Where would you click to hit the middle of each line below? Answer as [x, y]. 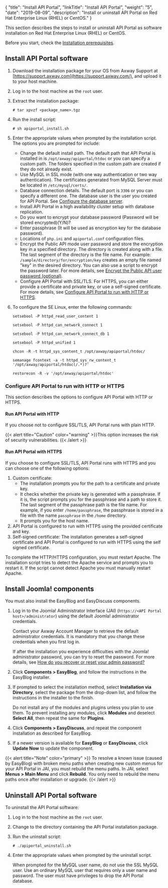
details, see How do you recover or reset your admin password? [78, 662]
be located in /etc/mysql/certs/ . [54, 185]
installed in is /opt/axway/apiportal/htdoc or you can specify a [85, 158]
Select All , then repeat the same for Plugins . [59, 718]
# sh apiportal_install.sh [41, 128]
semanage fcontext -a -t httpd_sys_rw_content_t [64, 360]
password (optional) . [41, 276]
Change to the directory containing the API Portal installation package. [85, 827]
